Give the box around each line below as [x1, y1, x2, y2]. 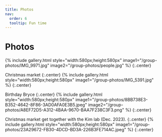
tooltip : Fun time [9, 20, 47, 26]
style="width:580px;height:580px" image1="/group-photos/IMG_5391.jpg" [5, 77, 154, 83]
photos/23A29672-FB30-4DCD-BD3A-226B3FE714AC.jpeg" [5, 127, 126, 133]
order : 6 [9, 16, 27, 21]
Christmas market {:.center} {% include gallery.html [5, 72, 108, 78]
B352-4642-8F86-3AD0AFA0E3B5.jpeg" [5, 102, 88, 108]
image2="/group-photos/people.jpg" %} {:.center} [50, 62, 152, 68]
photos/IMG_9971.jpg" [5, 62, 50, 68]
